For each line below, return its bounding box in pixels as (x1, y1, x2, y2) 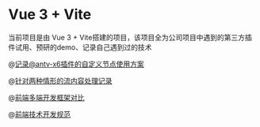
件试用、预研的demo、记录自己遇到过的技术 (8, 42, 152, 52)
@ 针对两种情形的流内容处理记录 (8, 76, 113, 85)
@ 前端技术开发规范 (8, 109, 71, 119)
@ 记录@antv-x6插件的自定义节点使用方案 (8, 59, 144, 69)
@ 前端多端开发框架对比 (8, 92, 85, 102)
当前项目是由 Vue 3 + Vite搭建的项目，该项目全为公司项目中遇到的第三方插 (8, 32, 252, 42)
